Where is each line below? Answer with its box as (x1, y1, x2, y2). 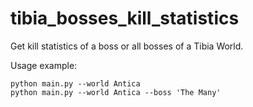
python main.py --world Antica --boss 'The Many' (10, 87, 222, 97)
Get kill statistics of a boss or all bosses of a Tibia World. (10, 40, 244, 52)
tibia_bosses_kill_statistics (10, 7, 240, 30)
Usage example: (10, 59, 78, 71)
